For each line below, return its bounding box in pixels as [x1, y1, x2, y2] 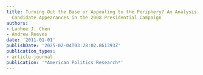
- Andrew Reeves [6, 31, 47, 37]
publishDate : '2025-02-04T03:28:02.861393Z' [6, 43, 121, 49]
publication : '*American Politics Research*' [6, 59, 123, 65]
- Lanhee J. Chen [6, 25, 50, 32]
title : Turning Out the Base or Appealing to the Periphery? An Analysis [6, 8, 198, 15]
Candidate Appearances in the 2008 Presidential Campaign [12, 15, 162, 21]
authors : [6, 20, 29, 26]
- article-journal [6, 54, 53, 60]
